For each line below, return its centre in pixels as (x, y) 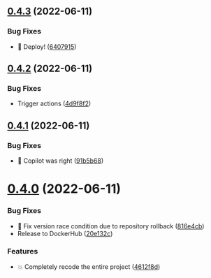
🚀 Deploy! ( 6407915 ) (47, 46)
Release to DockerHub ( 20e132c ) (65, 233)
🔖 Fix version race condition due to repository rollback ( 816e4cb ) (111, 226)
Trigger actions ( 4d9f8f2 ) (54, 103)
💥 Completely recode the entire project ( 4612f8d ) (89, 266)
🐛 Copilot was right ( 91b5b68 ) (60, 161)
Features (23, 251)
